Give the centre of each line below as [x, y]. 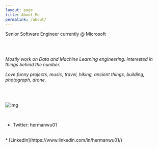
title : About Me [22, 15]
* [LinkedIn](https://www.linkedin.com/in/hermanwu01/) [64, 140]
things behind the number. [33, 65]
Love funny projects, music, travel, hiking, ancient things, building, [75, 75]
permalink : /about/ [26, 19]
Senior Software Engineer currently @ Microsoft [56, 34]
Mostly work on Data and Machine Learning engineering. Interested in [79, 59]
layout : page [19, 10]
